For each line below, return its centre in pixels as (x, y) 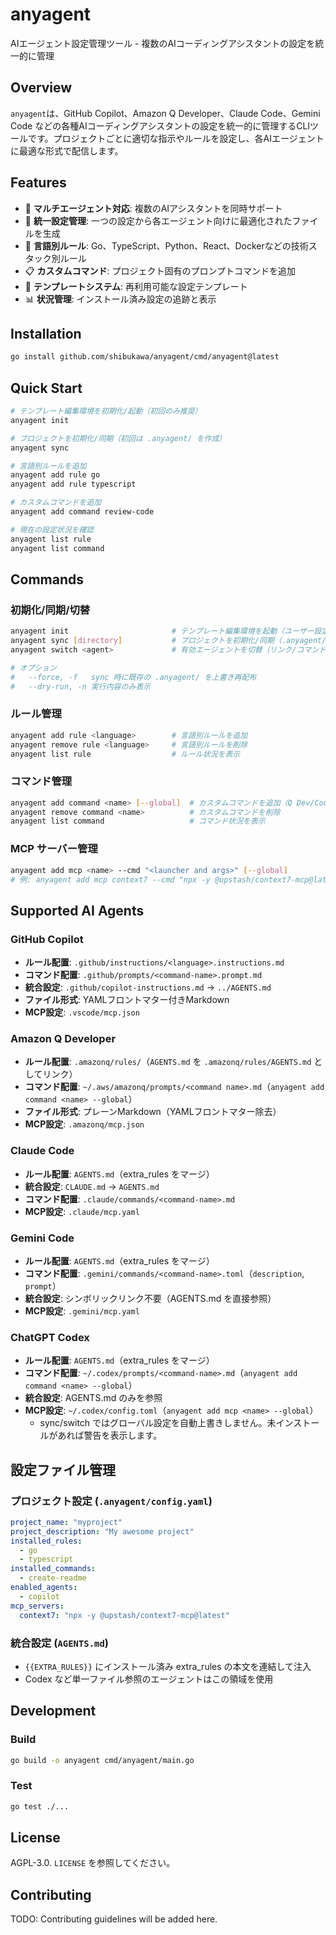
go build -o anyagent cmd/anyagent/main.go (102, 1760)
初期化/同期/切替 (50, 610)
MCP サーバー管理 (54, 849)
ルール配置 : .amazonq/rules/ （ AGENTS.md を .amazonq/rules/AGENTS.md (168, 1062)
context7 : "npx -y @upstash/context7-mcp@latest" (124, 1615)
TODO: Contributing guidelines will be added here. (114, 1919)
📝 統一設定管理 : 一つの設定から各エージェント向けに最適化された (158, 220)
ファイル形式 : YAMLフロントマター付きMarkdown (127, 1000)
